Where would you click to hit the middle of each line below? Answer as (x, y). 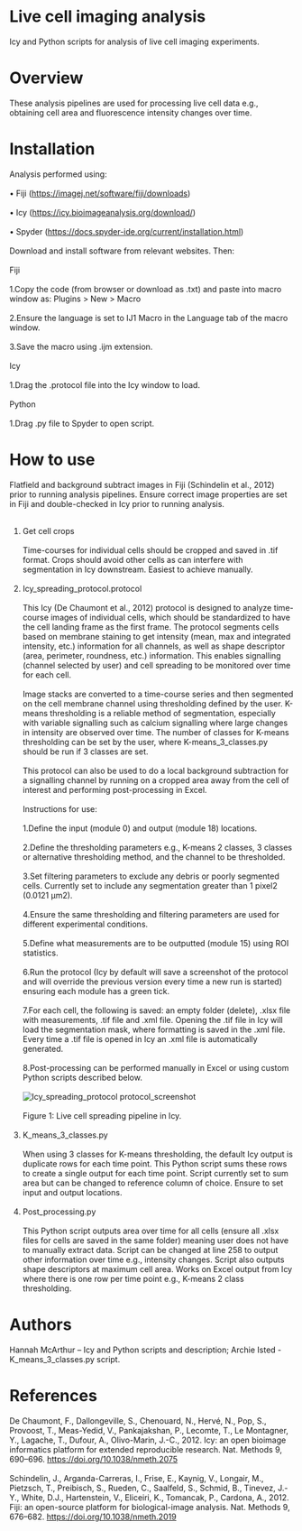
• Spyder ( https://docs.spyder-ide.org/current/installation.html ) (127, 231)
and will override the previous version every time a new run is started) (152, 982)
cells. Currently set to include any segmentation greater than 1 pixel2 (150, 885)
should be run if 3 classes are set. (85, 752)
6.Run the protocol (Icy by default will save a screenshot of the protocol (155, 972)
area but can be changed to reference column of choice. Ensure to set (153, 1183)
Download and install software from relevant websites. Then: (122, 251)
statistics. (40, 953)
